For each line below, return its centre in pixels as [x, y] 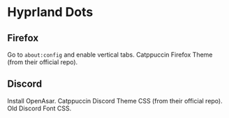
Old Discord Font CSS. [39, 108]
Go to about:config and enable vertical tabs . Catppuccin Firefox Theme [110, 54]
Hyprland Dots [50, 12]
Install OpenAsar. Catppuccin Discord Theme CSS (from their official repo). [115, 101]
